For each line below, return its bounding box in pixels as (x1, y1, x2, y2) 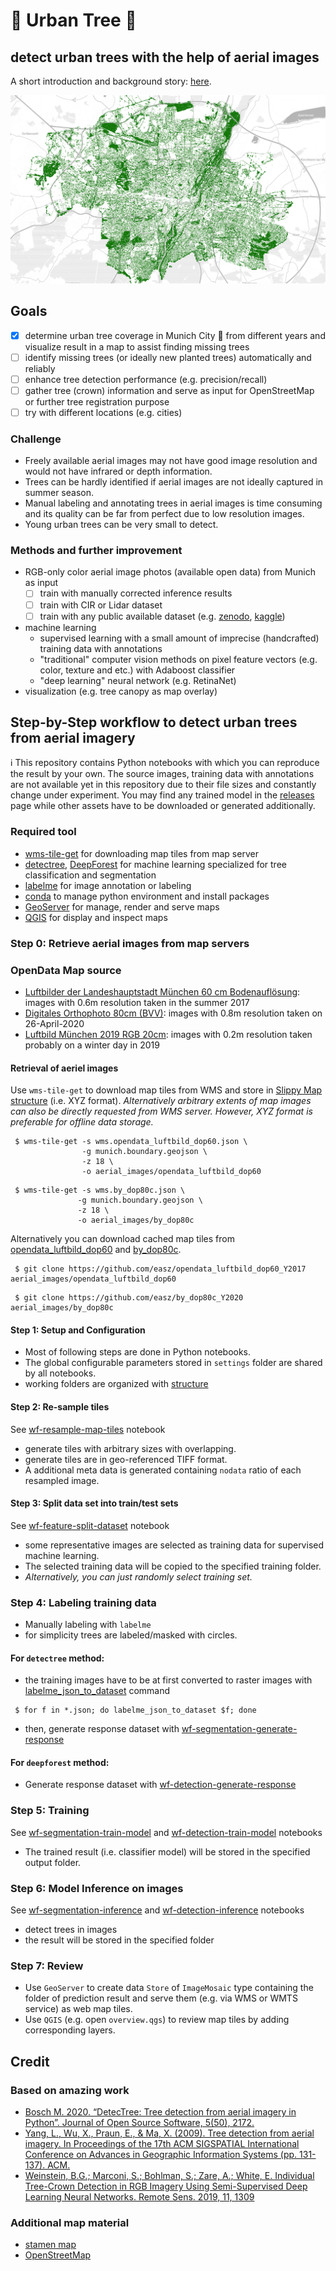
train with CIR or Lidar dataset (39, 599, 163, 611)
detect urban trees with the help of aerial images (10, 49, 320, 66)
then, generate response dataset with (24, 1723, 180, 1735)
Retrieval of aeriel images (10, 1062, 119, 1074)
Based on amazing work (10, 2083, 130, 2097)
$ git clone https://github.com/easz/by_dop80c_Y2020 (14, 1293, 244, 1303)
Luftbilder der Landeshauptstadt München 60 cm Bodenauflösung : (24, 985, 301, 998)
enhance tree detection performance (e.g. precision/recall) (24, 373, 268, 385)
